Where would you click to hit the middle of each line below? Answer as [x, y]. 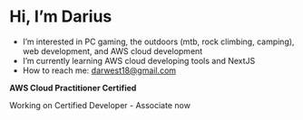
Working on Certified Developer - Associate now [100, 105]
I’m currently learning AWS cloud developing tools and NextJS [139, 60]
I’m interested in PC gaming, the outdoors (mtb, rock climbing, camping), [158, 42]
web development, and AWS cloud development [112, 51]
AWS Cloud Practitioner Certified [73, 88]
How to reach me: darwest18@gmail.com [99, 70]
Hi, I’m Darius [61, 17]
